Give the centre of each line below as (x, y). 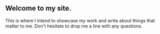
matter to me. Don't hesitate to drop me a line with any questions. (74, 26)
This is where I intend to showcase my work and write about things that (80, 20)
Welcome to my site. (38, 8)
